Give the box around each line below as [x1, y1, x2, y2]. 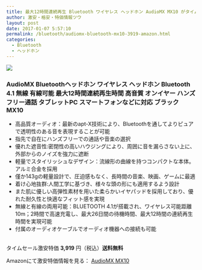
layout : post [6, 20, 39, 26]
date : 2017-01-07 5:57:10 [6, 25, 71, 32]
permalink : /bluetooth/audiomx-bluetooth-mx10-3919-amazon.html [6, 31, 171, 37]
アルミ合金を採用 [14, 166, 58, 173]
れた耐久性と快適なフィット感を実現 [14, 196, 105, 203]
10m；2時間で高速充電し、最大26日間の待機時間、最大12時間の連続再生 [14, 211, 194, 218]
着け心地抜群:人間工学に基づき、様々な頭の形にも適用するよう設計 [14, 181, 180, 188]
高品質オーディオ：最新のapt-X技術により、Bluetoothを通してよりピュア [14, 121, 194, 128]
